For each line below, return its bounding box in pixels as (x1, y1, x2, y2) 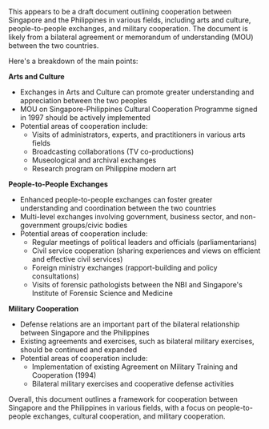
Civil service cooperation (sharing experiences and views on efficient (31, 246, 261, 255)
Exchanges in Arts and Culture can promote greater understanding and (19, 87, 255, 97)
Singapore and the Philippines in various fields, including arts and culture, (8, 15, 251, 25)
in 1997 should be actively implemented (19, 113, 151, 122)
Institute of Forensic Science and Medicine (31, 288, 174, 298)
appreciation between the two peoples (19, 96, 148, 105)
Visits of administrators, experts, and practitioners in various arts (31, 130, 246, 139)
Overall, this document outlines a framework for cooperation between (8, 395, 239, 403)
